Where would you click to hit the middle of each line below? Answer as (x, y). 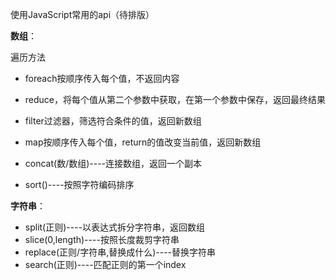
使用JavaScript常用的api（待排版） (82, 14)
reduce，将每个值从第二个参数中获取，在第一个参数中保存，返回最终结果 (175, 99)
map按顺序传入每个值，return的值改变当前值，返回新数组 (143, 142)
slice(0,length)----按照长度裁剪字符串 (102, 239)
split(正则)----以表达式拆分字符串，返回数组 (115, 227)
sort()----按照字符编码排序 (79, 184)
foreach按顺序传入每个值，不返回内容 (102, 78)
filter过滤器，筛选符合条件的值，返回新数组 (113, 121)
